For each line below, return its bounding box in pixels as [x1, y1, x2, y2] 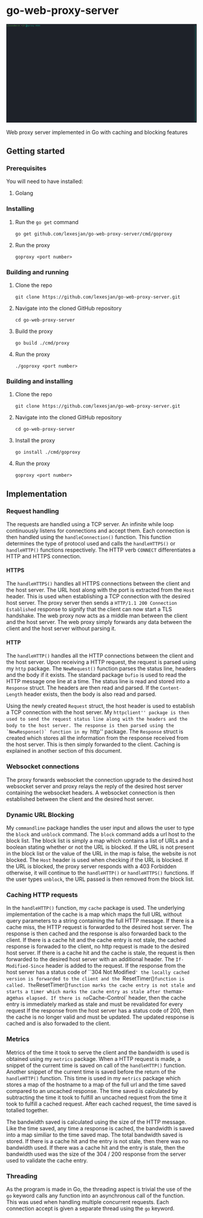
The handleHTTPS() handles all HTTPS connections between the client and [6, 580, 190, 587]
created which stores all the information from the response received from [6, 735, 188, 742]
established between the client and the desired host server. [6, 795, 154, 802]
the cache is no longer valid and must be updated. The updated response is [6, 1013, 195, 1021]
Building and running [6, 268, 69, 276]
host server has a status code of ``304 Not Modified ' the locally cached [6, 968, 190, 976]
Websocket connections [6, 762, 80, 771]
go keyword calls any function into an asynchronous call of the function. [6, 1191, 185, 1199]
